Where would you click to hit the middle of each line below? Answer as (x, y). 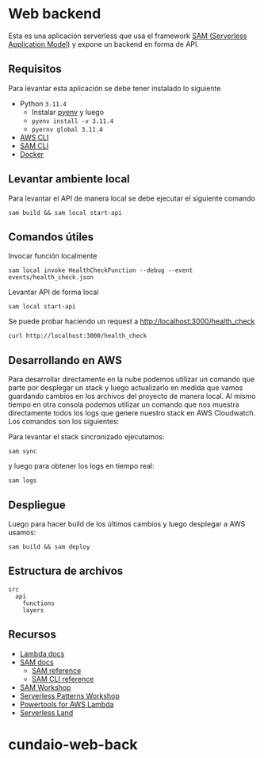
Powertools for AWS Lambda (67, 704)
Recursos (33, 635)
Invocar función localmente (53, 256)
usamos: (22, 532)
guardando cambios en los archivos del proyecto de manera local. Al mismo (132, 396)
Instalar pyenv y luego (68, 112)
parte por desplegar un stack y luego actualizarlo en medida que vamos (126, 388)
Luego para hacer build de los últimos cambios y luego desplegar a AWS (127, 524)
